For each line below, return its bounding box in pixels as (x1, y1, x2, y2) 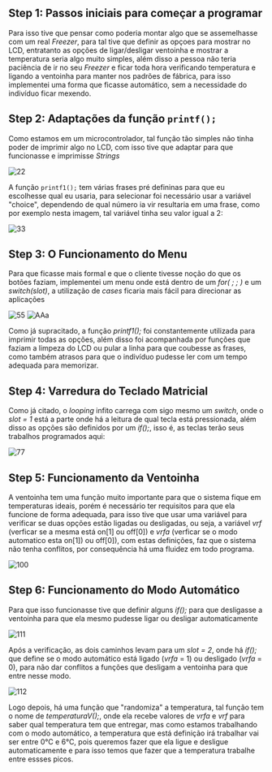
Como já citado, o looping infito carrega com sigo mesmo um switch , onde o (8, 406, 264, 416)
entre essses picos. (8, 754, 74, 764)
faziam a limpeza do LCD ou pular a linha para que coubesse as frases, (8, 343, 246, 353)
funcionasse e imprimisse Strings (8, 150, 120, 161)
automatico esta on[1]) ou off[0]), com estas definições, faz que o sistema (8, 536, 257, 546)
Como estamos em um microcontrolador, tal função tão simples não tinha (8, 133, 254, 143)
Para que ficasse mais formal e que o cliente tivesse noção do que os (8, 269, 241, 278)
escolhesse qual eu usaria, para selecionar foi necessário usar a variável (8, 191, 252, 201)
